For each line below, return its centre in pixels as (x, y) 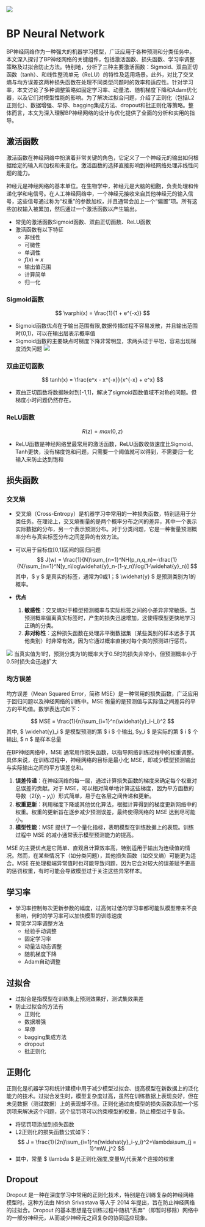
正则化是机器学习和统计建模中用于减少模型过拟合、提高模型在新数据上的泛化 (103, 1088)
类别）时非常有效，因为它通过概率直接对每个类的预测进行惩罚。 (110, 641)
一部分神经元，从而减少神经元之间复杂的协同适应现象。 (81, 1218)
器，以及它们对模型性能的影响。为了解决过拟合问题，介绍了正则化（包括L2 (100, 97)
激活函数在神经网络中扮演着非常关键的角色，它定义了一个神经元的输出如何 (100, 157)
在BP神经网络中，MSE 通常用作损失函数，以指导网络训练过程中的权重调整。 (102, 752)
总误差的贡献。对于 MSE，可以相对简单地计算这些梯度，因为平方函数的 (104, 788)
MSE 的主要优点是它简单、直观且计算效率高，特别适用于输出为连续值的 (95, 848)
